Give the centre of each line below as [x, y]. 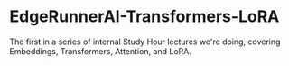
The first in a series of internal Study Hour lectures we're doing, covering [145, 42]
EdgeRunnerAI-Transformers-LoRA [144, 17]
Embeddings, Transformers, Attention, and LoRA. [101, 51]
